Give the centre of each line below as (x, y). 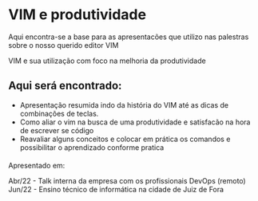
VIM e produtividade (77, 15)
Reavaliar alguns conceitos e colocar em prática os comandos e (125, 139)
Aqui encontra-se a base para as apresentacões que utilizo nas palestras (129, 37)
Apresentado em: (37, 166)
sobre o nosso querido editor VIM (64, 45)
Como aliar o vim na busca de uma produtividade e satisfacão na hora (135, 122)
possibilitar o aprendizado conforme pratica (92, 147)
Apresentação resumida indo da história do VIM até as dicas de (124, 104)
